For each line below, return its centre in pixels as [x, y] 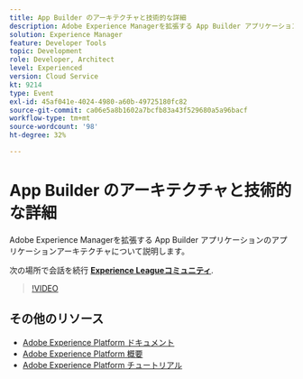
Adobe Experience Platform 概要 [83, 354]
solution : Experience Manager [66, 34]
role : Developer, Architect [62, 60]
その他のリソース [56, 319]
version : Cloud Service [54, 77]
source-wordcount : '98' [54, 127]
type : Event [32, 93]
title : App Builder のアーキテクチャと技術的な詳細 [98, 18]
